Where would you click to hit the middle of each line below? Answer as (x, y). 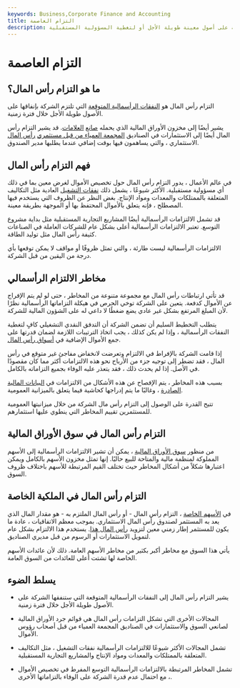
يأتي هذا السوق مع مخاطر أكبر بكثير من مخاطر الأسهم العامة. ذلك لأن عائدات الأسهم (119, 550)
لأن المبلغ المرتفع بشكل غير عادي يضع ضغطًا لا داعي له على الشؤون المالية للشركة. (118, 310)
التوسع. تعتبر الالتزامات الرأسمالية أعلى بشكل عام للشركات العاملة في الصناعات (114, 226)
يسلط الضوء (31, 580)
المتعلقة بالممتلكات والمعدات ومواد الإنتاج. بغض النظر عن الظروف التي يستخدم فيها (118, 198)
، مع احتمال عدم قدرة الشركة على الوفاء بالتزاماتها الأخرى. (95, 677)
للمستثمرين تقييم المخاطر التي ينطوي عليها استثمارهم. (80, 411)
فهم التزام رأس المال (49, 165)
